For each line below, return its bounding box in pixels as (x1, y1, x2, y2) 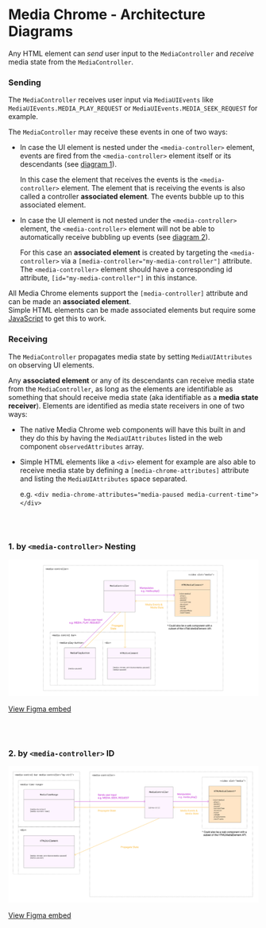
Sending (8, 77, 41, 88)
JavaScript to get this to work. (8, 314, 107, 323)
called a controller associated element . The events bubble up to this (19, 192, 245, 202)
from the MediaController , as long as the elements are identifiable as (8, 383, 233, 394)
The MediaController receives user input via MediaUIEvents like (8, 95, 214, 105)
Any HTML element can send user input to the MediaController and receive (8, 48, 254, 58)
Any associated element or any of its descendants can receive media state (8, 375, 255, 385)
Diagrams (8, 22, 74, 40)
